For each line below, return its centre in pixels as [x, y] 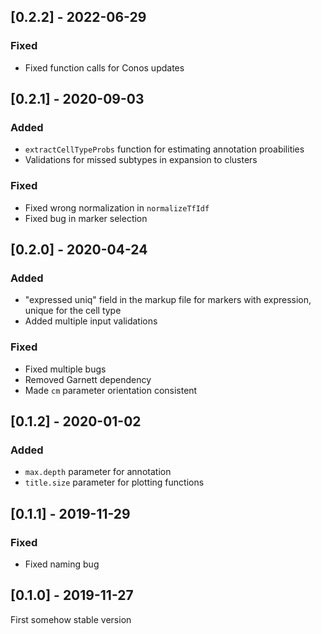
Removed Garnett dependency [88, 379]
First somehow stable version [71, 619]
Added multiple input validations [91, 321]
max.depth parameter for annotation [98, 472]
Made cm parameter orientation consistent [111, 390]
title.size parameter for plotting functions [114, 482]
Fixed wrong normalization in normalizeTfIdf [117, 207]
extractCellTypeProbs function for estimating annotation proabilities [164, 149]
